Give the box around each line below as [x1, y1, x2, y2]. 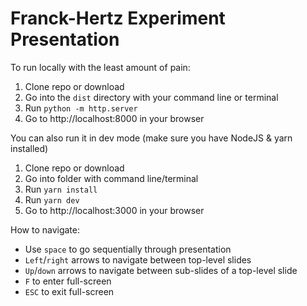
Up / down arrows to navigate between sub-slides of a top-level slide [24, 264, 298, 276]
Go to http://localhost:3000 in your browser [24, 204, 205, 216]
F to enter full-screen [24, 275, 112, 287]
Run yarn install [24, 183, 98, 195]
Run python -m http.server [24, 102, 138, 114]
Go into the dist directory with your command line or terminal [24, 91, 279, 103]
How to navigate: [10, 223, 80, 236]
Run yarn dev [24, 193, 80, 206]
